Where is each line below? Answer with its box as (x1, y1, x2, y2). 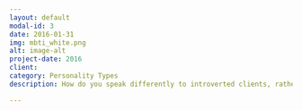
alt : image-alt (9, 47, 67, 55)
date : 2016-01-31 (9, 30, 75, 38)
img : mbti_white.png (9, 38, 87, 47)
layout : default (9, 13, 70, 22)
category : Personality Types (9, 72, 119, 80)
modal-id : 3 (9, 21, 54, 30)
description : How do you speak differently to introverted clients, (9, 80, 271, 89)
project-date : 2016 (9, 55, 83, 63)
